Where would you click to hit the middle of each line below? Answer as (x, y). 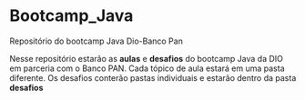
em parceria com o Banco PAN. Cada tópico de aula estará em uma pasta (147, 68)
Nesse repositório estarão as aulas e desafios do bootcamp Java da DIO (147, 58)
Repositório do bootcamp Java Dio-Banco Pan (97, 41)
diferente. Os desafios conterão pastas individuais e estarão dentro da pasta (153, 77)
